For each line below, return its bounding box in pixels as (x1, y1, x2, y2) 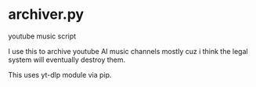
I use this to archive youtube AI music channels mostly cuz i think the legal (8, 46, 248, 56)
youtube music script (8, 31, 77, 41)
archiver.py (8, 5, 85, 24)
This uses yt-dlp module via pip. (8, 70, 112, 79)
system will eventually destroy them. (8, 55, 126, 64)
